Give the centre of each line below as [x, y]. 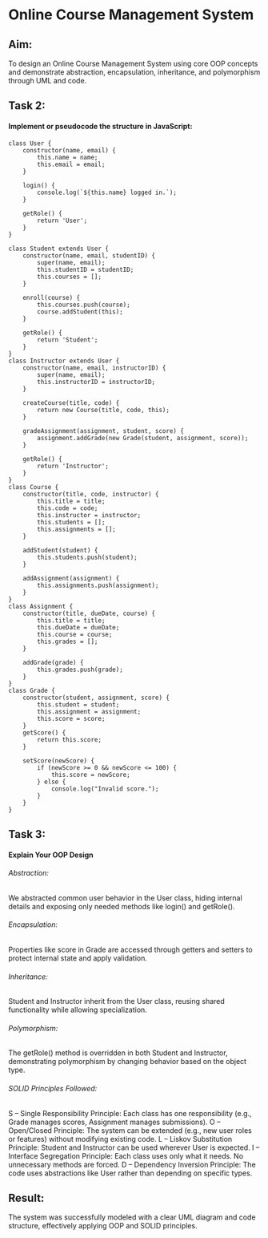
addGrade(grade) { [53, 662]
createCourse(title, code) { [71, 403]
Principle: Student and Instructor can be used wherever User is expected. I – [134, 1147]
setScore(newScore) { [58, 761]
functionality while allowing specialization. [78, 1010]
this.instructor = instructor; [89, 515]
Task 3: [27, 834]
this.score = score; [71, 718]
